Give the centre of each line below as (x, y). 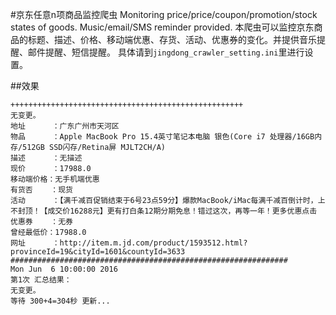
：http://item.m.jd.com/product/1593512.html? (149, 243)
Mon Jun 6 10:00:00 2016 (64, 269)
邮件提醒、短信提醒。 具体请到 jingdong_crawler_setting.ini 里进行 (166, 52)
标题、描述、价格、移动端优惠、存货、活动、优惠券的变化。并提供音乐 (172, 39)
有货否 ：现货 (41, 190)
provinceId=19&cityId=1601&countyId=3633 (98, 252)
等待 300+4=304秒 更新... (60, 301)
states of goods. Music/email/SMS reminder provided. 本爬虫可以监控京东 (162, 27)
